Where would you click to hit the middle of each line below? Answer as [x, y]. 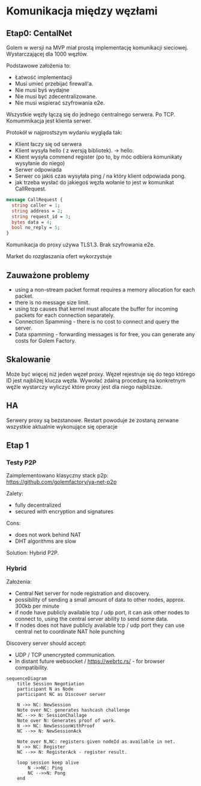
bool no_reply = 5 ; [36, 228]
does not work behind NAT [48, 535]
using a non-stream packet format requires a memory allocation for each [105, 289]
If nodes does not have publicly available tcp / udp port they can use [100, 625]
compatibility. [31, 667]
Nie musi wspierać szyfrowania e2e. [60, 103]
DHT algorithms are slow [46, 541]
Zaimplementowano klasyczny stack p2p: [58, 476]
